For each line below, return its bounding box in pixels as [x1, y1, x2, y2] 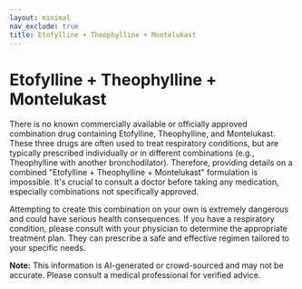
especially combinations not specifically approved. [9, 186, 200, 197]
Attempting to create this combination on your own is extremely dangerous [9, 204, 288, 214]
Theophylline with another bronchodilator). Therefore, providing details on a [9, 157, 293, 168]
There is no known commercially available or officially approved [9, 119, 248, 130]
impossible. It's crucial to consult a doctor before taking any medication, [9, 176, 279, 187]
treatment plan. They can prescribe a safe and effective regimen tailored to [9, 233, 290, 244]
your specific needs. [9, 243, 86, 254]
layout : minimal [9, 13, 71, 23]
